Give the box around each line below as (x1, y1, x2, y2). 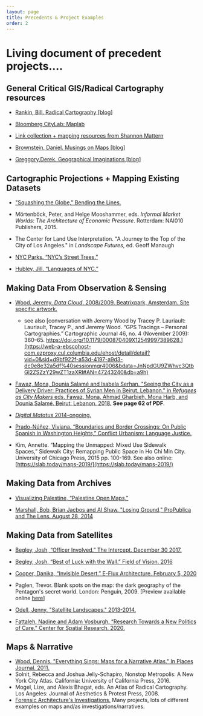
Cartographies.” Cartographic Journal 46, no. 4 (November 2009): (24, 330, 189, 337)
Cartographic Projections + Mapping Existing (6, 173, 179, 184)
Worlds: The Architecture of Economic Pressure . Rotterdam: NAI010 (14, 217, 184, 224)
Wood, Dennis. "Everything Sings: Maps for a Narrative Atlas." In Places (14, 658, 193, 665)
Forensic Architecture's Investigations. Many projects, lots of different (14, 697, 189, 704)
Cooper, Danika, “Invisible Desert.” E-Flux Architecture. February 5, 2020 (14, 569, 197, 577)
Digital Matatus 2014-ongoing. (14, 412, 92, 418)
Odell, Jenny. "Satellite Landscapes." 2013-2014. (14, 606, 137, 613)
